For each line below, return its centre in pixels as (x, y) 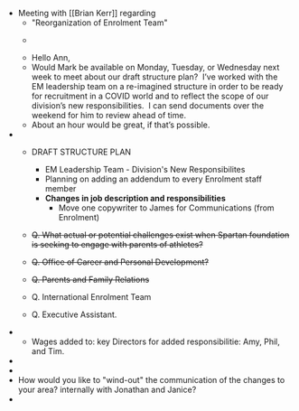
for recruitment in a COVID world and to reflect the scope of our (150, 96)
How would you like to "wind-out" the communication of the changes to (151, 380)
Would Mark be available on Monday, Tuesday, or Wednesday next (155, 67)
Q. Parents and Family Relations (90, 280)
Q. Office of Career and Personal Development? (120, 262)
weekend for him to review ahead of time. (109, 115)
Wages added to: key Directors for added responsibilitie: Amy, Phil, (155, 341)
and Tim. (48, 351)
